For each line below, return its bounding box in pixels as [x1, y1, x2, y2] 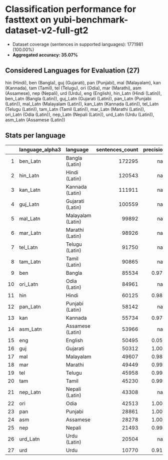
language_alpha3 [19, 146, 61, 153]
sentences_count [96, 146, 138, 153]
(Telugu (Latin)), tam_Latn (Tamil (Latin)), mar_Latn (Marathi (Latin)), [5, 106, 145, 112]
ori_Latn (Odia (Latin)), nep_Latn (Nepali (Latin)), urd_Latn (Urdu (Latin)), [5, 111, 154, 117]
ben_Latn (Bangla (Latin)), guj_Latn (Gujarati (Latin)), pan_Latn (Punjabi [5, 95, 151, 101]
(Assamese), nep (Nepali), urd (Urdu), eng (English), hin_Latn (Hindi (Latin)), [5, 90, 162, 96]
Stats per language [5, 131, 66, 140]
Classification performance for [5, 3, 136, 15]
